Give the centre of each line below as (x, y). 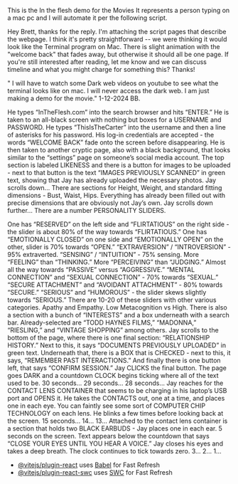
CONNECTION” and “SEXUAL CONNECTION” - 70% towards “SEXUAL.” (113, 277)
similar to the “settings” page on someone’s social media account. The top (116, 157)
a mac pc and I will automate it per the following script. (87, 18)
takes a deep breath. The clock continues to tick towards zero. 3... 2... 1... (114, 451)
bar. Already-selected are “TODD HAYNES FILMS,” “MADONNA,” (102, 322)
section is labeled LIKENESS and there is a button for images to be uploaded (119, 165)
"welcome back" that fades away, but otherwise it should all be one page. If (118, 54)
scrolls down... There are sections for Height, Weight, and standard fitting (115, 188)
